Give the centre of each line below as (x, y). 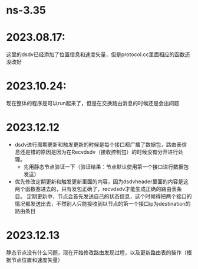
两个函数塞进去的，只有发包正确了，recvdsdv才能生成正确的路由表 (95, 189)
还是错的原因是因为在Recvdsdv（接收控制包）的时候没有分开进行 (99, 152)
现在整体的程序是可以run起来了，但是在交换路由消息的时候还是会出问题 (93, 103)
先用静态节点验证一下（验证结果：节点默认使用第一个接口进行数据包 (106, 167)
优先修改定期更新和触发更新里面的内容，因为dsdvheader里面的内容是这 (101, 182)
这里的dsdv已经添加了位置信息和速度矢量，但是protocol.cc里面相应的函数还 (98, 54)
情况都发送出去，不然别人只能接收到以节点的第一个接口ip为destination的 (103, 204)
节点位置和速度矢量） (37, 260)
